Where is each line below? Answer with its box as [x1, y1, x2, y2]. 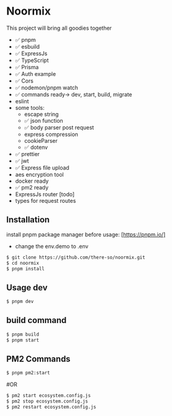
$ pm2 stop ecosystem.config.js [6, 398, 88, 404]
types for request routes [15, 197, 76, 204]
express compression [24, 131, 78, 138]
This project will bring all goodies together [6, 24, 112, 32]
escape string [24, 111, 59, 118]
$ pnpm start [6, 337, 40, 343]
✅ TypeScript [15, 56, 49, 64]
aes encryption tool [15, 171, 64, 178]
